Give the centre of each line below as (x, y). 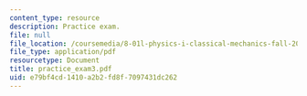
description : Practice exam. (65, 27)
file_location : (38, 43)
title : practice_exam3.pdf (61, 69)
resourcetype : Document (55, 60)
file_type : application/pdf (63, 52)
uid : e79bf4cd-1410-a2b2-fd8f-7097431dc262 (94, 78)
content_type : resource (55, 18)
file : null (30, 35)
